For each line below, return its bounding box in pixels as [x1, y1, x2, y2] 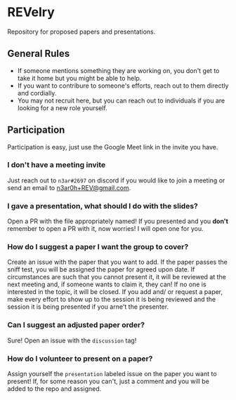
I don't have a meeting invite [7, 160, 106, 170]
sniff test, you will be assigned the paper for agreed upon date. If [7, 265, 195, 274]
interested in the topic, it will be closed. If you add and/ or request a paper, [7, 288, 223, 296]
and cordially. [17, 88, 57, 97]
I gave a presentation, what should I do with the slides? [7, 201, 198, 211]
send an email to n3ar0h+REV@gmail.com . [7, 183, 131, 192]
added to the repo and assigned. [7, 385, 102, 393]
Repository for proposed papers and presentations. [7, 27, 156, 36]
